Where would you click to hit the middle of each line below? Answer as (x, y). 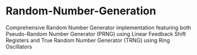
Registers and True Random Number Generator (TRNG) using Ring (88, 40)
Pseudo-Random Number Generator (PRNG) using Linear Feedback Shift (96, 33)
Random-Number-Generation (81, 11)
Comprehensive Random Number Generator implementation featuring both (98, 27)
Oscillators (19, 47)
